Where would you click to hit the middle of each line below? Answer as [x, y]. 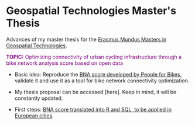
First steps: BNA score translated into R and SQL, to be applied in [93, 109]
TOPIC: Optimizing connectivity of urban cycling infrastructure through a [94, 57]
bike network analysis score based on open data [65, 63]
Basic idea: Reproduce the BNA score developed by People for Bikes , [98, 74]
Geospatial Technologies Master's [91, 11]
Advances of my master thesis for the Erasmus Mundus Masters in [86, 39]
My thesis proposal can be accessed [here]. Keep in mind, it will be [95, 92]
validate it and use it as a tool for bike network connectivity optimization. [102, 81]
